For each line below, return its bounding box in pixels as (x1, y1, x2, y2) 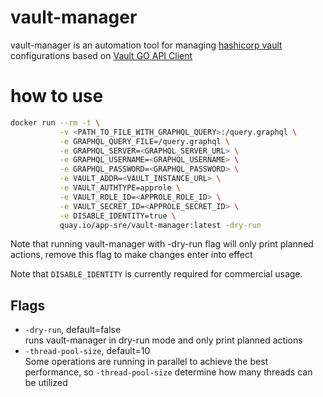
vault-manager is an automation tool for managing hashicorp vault (10, 39, 283, 51)
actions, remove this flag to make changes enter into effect (10, 249, 253, 261)
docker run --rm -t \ (10, 117, 101, 128)
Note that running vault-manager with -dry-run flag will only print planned (10, 238, 314, 250)
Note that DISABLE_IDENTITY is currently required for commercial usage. (10, 268, 303, 280)
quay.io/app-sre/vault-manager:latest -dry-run (59, 220, 262, 230)
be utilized (24, 377, 68, 389)
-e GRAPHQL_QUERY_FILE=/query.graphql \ (59, 136, 230, 146)
